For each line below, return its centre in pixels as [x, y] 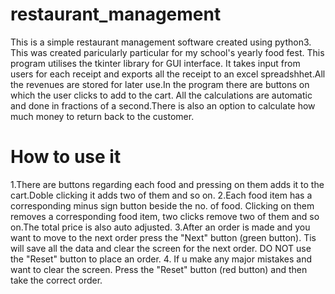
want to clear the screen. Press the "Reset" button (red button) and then [159, 269]
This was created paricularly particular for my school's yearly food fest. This [167, 52]
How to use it [66, 157]
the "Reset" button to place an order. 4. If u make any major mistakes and [161, 259]
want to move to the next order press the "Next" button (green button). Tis [163, 237]
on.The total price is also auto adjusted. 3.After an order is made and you [160, 227]
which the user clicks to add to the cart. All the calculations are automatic [161, 95]
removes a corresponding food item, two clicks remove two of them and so [165, 216]
